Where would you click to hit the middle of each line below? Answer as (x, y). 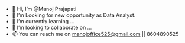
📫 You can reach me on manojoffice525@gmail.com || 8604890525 (95, 34)
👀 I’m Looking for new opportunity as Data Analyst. (74, 15)
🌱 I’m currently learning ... (43, 21)
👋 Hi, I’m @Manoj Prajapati (44, 9)
